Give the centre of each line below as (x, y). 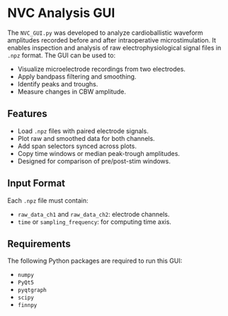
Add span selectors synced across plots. (77, 146)
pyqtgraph (32, 290)
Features (27, 114)
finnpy (27, 305)
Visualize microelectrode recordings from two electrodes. (102, 69)
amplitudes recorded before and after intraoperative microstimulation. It (112, 40)
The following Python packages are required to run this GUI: (95, 261)
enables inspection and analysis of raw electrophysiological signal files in (114, 47)
